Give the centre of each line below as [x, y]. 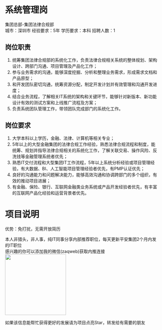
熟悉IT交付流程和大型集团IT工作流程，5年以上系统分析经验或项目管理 [81, 162]
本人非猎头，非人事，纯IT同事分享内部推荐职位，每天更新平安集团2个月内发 [81, 239]
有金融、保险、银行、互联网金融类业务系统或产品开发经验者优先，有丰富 [84, 187]
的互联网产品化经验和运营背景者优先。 [50, 193]
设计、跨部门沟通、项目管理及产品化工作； [55, 66]
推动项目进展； [36, 181]
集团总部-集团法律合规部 [30, 24]
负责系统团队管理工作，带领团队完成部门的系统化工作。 [67, 109]
